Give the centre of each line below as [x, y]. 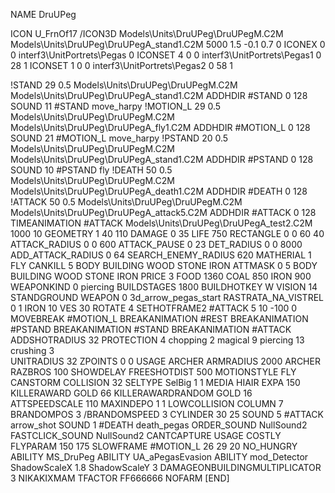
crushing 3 [32, 350]
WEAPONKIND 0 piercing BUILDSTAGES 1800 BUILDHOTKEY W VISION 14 [164, 287]
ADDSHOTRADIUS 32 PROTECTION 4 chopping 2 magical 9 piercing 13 [157, 340]
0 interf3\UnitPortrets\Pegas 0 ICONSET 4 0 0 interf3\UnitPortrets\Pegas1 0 [166, 55]
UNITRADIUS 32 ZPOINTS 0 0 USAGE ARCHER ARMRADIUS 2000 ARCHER [165, 361]
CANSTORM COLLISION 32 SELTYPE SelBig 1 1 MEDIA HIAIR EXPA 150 [155, 382]
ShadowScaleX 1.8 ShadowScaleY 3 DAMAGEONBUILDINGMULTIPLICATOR [166, 467]
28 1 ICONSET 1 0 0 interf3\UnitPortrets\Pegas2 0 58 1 [122, 65]
